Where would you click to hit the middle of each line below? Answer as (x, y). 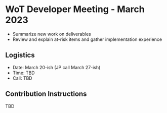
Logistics (20, 55)
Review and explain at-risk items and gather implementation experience (87, 39)
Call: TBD (22, 78)
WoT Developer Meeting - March (75, 9)
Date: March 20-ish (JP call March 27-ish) (56, 67)
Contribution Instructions (46, 94)
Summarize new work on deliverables (52, 34)
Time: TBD (24, 73)
